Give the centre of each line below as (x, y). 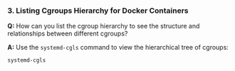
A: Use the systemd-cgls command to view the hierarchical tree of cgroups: (118, 48)
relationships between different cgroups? (68, 33)
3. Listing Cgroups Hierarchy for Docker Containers (98, 11)
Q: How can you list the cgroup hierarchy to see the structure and (104, 26)
